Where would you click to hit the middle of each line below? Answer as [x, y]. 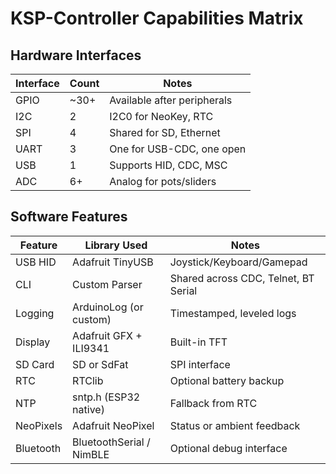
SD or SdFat [100, 364]
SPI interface [200, 364]
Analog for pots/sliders [163, 181]
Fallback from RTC [213, 403]
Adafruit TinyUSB [113, 262]
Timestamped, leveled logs [233, 313]
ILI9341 [91, 348]
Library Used [116, 245]
